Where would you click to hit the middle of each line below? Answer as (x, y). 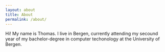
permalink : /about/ (26, 19)
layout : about (20, 10)
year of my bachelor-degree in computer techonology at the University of (82, 39)
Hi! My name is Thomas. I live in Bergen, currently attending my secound (82, 34)
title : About (19, 15)
